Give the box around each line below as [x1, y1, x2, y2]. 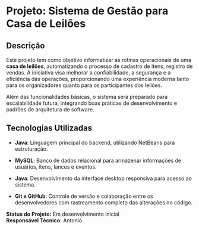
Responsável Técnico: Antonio [6, 216, 83, 224]
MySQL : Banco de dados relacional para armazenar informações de [14, 157, 182, 164]
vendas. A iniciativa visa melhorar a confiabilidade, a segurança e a [6, 69, 171, 76]
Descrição [6, 41, 45, 51]
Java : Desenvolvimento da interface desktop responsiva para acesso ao [14, 175, 192, 182]
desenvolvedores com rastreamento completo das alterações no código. [14, 198, 193, 206]
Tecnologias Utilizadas [6, 123, 93, 133]
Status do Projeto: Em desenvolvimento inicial [6, 210, 120, 217]
